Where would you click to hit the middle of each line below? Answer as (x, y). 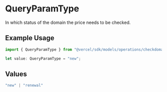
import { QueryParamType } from (39, 49)
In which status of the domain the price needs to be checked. (68, 22)
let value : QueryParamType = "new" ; (43, 58)
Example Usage (30, 38)
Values (16, 74)
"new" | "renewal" (24, 86)
